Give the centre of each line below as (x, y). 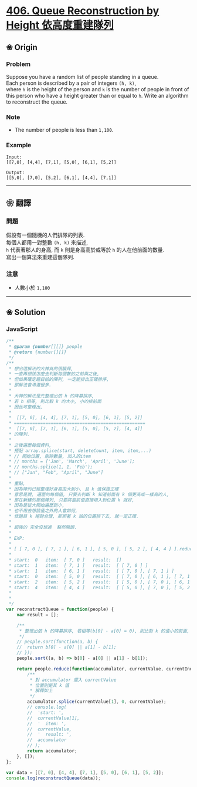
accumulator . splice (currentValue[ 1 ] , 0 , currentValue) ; (97, 702)
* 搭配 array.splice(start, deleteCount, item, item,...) (80, 451)
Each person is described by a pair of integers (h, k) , (71, 83)
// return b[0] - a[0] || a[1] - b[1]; (67, 647)
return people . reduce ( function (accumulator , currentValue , (90, 669)
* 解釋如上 (41, 691)
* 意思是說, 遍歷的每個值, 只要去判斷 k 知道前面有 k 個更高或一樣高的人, (89, 494)
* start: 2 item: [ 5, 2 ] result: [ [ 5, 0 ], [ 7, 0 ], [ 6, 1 (99, 582)
